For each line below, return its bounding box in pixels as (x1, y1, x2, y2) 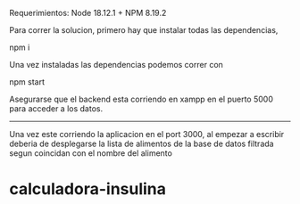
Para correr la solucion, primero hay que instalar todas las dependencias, (9, 25, 279, 35)
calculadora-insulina (9, 179, 167, 200)
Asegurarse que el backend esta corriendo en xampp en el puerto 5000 (9, 94, 274, 104)
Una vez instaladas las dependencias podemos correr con (9, 60, 223, 69)
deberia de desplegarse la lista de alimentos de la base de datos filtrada (9, 138, 274, 149)
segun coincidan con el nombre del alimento (9, 148, 172, 159)
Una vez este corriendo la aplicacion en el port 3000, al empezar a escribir (9, 129, 285, 139)
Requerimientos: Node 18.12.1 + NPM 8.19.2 (9, 8, 167, 18)
